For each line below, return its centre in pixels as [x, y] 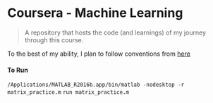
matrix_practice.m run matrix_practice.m [68, 92]
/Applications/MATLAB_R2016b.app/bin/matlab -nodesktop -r [96, 85]
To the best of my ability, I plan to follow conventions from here [99, 54]
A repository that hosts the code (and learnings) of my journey [115, 32]
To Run [18, 70]
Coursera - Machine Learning [95, 13]
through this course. [54, 40]
